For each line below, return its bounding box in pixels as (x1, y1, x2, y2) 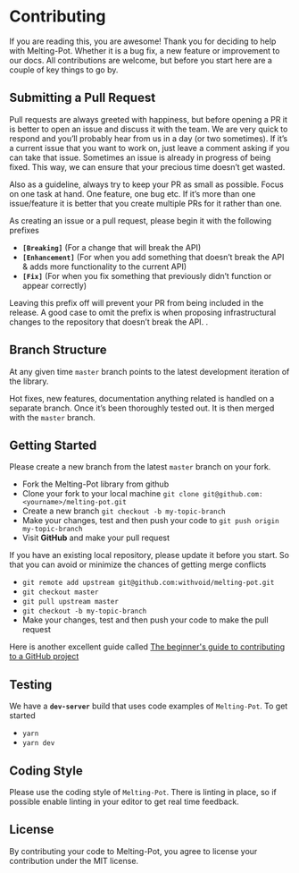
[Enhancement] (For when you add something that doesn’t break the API (21, 251, 285, 262)
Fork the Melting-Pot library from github (21, 479, 170, 489)
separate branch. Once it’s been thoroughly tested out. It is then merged (9, 403, 275, 413)
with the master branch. (9, 411, 96, 422)
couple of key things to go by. (9, 64, 119, 75)
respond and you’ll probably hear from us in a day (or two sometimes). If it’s (9, 132, 288, 144)
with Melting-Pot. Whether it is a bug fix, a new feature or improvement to (9, 45, 280, 55)
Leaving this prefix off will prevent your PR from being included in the (9, 297, 264, 308)
